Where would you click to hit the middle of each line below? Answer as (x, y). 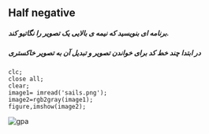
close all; (26, 79)
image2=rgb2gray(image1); (50, 99)
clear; (19, 86)
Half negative (42, 13)
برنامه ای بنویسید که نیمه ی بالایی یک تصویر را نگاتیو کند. (89, 33)
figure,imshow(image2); (47, 106)
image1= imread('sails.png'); (58, 93)
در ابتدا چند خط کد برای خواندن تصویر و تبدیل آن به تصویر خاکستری (104, 53)
